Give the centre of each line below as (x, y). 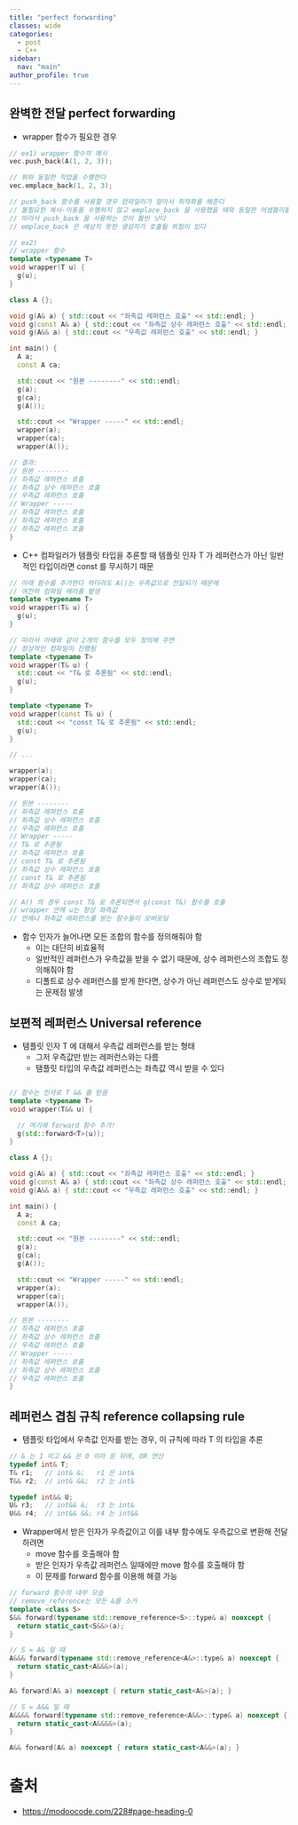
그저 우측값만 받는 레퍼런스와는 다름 (97, 1057)
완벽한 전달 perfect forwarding (92, 113)
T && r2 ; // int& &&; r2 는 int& (72, 1481)
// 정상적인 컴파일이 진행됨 (53, 648)
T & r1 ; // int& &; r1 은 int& (72, 1472)
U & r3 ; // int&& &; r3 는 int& (72, 1505)
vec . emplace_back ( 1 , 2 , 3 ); (61, 186)
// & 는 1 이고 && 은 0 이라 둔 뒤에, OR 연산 (86, 1456)
